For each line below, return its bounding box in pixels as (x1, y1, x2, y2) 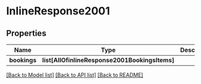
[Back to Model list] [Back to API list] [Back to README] (6, 71, 144, 79)
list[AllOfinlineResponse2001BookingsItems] (42, 56, 175, 64)
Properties (6, 28, 47, 38)
